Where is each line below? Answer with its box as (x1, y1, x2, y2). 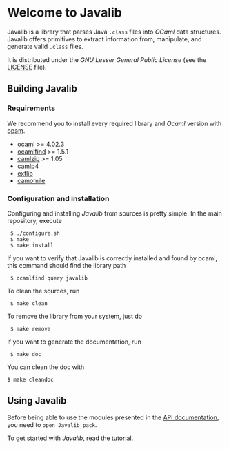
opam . (7, 126, 26, 135)
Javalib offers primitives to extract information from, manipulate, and (7, 34, 202, 43)
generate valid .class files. (7, 42, 84, 50)
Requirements (7, 103, 56, 113)
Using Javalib (7, 395, 67, 407)
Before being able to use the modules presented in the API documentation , (7, 413, 219, 421)
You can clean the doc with (7, 363, 85, 371)
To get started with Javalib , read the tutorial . (7, 434, 134, 442)
